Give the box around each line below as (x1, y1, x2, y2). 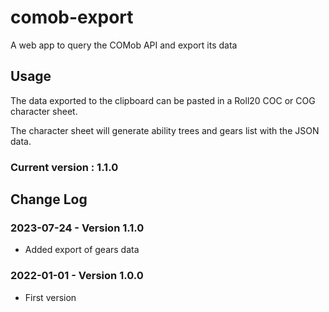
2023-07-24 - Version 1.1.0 (10, 221, 145, 235)
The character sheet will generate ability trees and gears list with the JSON (10, 124, 320, 136)
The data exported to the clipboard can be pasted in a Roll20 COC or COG (10, 94, 316, 106)
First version (24, 291, 77, 303)
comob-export (10, 6, 134, 29)
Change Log (10, 191, 88, 208)
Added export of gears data (24, 244, 140, 256)
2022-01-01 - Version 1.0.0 (10, 269, 144, 283)
